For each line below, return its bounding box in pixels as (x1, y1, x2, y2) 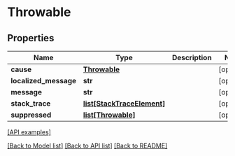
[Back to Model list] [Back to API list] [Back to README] (7, 141, 168, 150)
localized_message (10, 76, 77, 85)
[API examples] (7, 128, 51, 136)
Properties (7, 32, 55, 44)
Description (171, 53, 212, 62)
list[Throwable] (83, 110, 136, 120)
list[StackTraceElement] (83, 99, 166, 108)
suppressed (10, 110, 52, 120)
